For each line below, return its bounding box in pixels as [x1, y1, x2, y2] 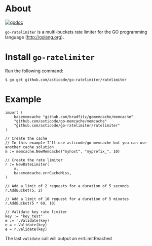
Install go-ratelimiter [5, 51, 95, 63]
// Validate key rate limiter [5, 209, 68, 214]
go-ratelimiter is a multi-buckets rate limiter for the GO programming [5, 29, 148, 35]
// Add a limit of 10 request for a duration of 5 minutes [5, 196, 129, 202]
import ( [5, 110, 23, 115]
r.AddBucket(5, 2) [5, 188, 43, 193]
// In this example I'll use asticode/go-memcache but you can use [5, 140, 147, 145]
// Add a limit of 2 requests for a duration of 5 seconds [5, 183, 129, 188]
